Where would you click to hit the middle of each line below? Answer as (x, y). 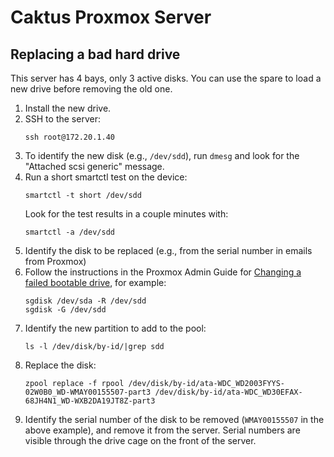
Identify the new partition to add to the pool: (115, 328)
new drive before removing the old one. (91, 89)
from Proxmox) (55, 261)
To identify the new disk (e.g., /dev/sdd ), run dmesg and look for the (162, 155)
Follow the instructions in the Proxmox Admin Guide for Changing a (163, 272)
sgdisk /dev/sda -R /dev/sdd (85, 301)
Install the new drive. (68, 108)
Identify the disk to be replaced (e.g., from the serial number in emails (168, 250)
